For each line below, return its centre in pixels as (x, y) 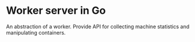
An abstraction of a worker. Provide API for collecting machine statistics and (98, 26)
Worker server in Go (56, 11)
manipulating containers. (36, 32)
